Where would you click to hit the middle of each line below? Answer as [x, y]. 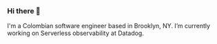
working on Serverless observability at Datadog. [76, 33]
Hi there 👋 [24, 11]
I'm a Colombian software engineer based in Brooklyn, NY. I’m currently [109, 26]
